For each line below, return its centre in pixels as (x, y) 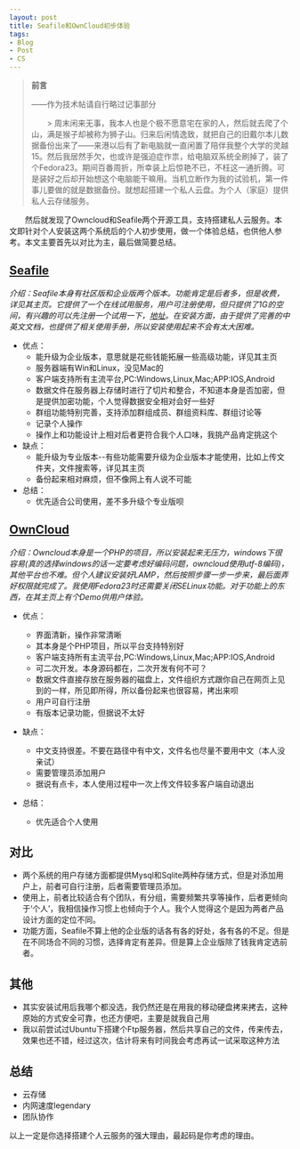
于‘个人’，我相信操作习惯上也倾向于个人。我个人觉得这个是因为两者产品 (153, 909)
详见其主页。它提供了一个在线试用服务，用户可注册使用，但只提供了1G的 (142, 304)
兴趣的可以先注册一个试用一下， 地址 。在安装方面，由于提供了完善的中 (161, 315)
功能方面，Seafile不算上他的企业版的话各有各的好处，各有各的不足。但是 (156, 931)
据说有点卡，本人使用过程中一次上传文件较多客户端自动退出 (145, 783)
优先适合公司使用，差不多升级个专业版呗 (109, 501)
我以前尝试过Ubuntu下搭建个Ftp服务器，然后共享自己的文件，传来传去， (154, 1030)
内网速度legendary (57, 1105)
